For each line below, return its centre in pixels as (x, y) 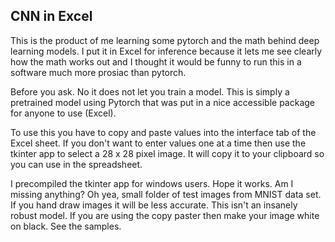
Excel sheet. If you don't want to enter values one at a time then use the (158, 143)
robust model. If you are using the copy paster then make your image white (165, 215)
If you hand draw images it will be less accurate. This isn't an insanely (154, 205)
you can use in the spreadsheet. (76, 164)
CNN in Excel (51, 16)
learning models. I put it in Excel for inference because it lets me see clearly (166, 51)
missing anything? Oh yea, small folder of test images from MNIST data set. (166, 194)
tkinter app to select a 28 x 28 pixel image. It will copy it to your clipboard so (167, 153)
